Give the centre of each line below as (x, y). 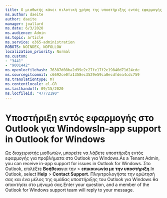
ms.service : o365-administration (40, 42)
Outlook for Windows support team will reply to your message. (69, 190)
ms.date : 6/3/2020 (24, 28)
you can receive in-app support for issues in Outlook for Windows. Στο (78, 164)
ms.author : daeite (24, 14)
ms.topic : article (24, 38)
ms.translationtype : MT (30, 79)
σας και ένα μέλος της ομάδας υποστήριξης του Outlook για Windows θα (82, 180)
